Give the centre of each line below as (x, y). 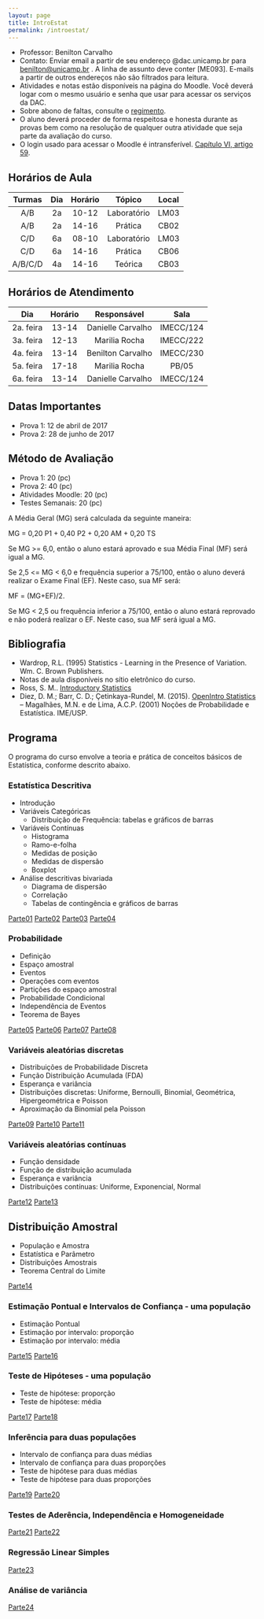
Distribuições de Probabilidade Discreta (84, 1067)
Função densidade (49, 1162)
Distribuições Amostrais (58, 1262)
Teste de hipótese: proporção (67, 1393)
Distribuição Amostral (63, 1227)
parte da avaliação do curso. (66, 136)
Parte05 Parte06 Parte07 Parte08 (62, 1029)
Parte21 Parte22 (34, 1532)
